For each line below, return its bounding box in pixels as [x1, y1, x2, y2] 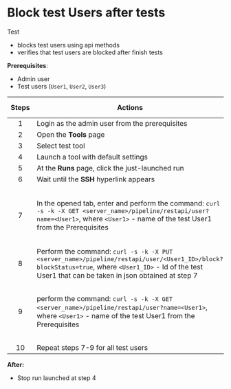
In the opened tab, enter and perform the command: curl [36, 198, 221, 208]
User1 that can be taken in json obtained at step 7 [36, 270, 198, 280]
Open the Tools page [36, 129, 105, 139]
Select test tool [36, 141, 85, 151]
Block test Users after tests [7, 5, 166, 21]
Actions [116, 102, 143, 112]
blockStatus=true [36, 263, 93, 271]
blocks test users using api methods [16, 41, 120, 49]
